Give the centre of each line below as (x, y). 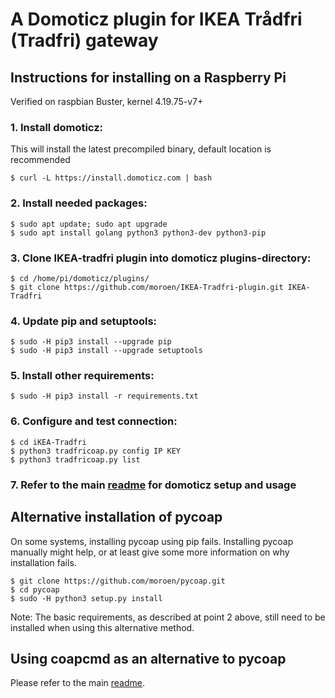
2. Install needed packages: (79, 203)
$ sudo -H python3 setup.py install (86, 598)
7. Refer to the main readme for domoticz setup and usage (153, 485)
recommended (40, 160)
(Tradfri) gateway (84, 40)
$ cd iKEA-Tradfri (48, 442)
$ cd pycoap (35, 589)
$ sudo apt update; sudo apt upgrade (89, 224)
